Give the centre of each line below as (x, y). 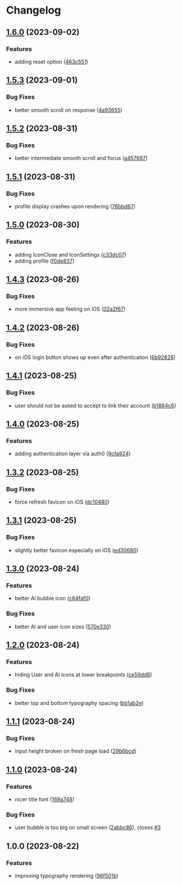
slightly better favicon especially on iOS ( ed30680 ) (76, 550)
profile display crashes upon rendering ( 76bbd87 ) (75, 206)
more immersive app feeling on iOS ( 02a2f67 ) (70, 309)
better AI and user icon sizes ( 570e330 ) (63, 626)
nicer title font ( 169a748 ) (44, 799)
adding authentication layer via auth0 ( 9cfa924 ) (72, 454)
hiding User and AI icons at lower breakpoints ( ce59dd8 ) (83, 675)
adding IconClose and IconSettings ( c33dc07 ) (70, 254)
